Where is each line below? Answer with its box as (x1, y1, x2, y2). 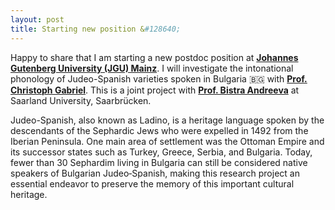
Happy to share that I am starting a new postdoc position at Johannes (10, 51, 299, 63)
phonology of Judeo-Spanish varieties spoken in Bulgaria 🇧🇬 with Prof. (10, 72, 308, 85)
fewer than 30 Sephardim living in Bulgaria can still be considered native (10, 156, 308, 168)
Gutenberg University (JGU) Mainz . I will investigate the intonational (10, 62, 294, 74)
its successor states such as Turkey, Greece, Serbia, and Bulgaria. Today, (10, 146, 313, 158)
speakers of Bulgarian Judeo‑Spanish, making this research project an (10, 167, 300, 179)
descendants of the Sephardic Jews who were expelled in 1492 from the (10, 124, 309, 136)
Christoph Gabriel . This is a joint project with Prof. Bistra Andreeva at (10, 84, 300, 96)
